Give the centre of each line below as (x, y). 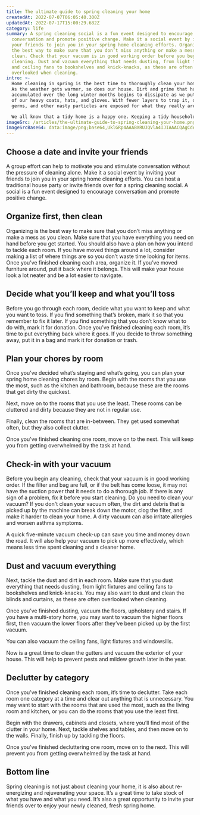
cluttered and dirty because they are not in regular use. (74, 410)
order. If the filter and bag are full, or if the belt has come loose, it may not (97, 485)
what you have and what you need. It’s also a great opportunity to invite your (100, 799)
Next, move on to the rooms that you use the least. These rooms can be (94, 403)
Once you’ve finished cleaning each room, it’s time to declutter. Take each (97, 692)
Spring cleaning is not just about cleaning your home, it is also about (90, 786)
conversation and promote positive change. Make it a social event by (101, 39)
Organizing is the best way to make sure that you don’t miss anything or (94, 231)
